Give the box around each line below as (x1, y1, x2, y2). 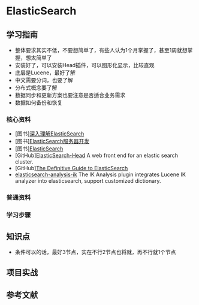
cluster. (14, 158, 34, 165)
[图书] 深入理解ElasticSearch (14, 130, 85, 137)
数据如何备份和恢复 (14, 99, 63, 106)
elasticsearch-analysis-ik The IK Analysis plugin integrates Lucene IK (14, 171, 186, 178)
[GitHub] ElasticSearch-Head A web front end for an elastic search (14, 152, 179, 159)
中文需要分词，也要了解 (14, 77, 73, 83)
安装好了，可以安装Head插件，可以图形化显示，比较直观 (14, 62, 155, 68)
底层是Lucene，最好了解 (14, 69, 76, 76)
